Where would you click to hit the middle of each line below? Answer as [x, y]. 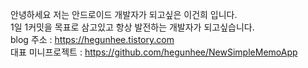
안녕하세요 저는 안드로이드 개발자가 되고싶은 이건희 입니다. [124, 14]
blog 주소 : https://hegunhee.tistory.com [92, 39]
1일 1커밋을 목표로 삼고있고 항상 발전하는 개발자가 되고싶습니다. [132, 27]
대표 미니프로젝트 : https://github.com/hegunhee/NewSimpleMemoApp [154, 52]
